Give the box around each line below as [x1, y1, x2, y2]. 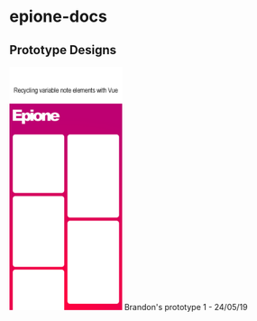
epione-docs [9, 6, 108, 27]
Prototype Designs [9, 42, 117, 58]
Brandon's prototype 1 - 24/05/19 [124, 302, 248, 313]
